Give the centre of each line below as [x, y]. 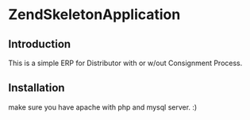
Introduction [40, 44]
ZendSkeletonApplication [94, 15]
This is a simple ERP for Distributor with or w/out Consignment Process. [125, 63]
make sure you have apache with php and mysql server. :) [103, 107]
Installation [37, 88]
